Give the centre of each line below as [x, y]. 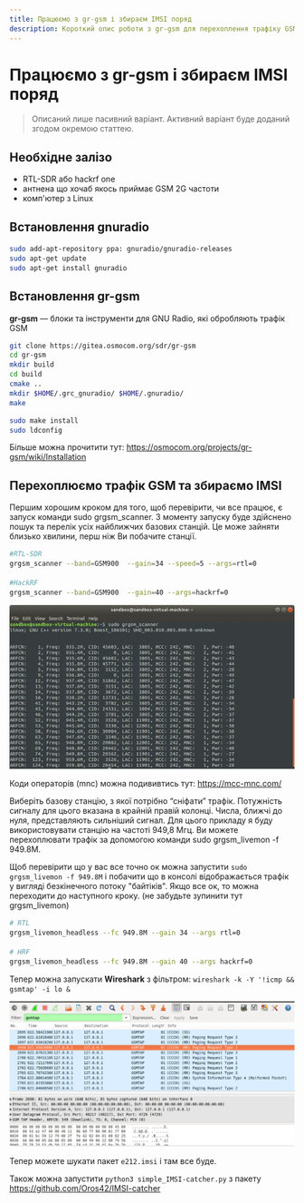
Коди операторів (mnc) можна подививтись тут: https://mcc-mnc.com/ [146, 784]
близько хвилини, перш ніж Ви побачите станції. [103, 536]
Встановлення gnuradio [79, 227]
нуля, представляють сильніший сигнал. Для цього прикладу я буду [141, 820]
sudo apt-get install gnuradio [68, 268]
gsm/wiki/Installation [48, 457]
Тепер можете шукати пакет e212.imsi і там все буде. [113, 1161]
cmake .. [26, 384]
